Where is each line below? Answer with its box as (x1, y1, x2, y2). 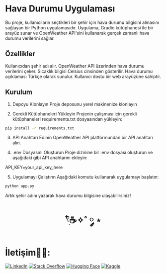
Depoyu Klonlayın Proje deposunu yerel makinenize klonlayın (12, 101, 138, 107)
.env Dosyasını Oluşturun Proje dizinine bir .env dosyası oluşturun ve (12, 150, 153, 156)
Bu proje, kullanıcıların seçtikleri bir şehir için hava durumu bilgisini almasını (5, 19, 159, 25)
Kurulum (5, 88, 33, 96)
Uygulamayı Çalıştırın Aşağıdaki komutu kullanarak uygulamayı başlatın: (12, 174, 159, 180)
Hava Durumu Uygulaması (5, 3, 115, 14)
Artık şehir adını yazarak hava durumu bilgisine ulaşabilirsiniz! (5, 192, 131, 199)
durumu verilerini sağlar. (5, 35, 55, 41)
